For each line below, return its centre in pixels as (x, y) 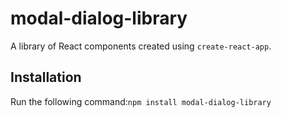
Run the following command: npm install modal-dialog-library (141, 101)
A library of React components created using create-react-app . (141, 46)
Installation (46, 77)
